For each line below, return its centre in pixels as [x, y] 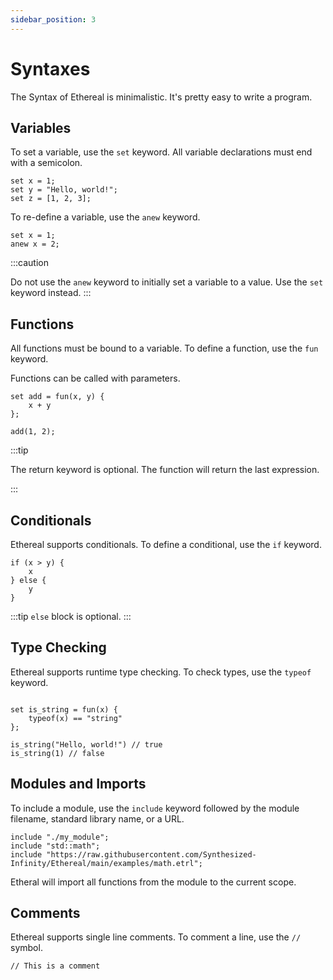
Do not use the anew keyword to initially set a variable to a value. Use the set [167, 282]
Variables [41, 127]
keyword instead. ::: [51, 293]
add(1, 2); [33, 432]
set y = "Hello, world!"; [64, 190]
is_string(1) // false [57, 753]
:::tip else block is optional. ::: [71, 616]
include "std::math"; [55, 846]
